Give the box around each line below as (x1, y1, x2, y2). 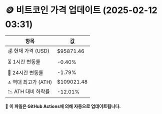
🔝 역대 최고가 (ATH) (7, 78, 52, 85)
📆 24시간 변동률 (7, 69, 43, 76)
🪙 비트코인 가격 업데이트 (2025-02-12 (5, 4, 157, 16)
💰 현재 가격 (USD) (7, 47, 50, 54)
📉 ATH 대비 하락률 (7, 88, 50, 95)
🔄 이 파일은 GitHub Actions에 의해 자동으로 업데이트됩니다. (5, 103, 121, 109)
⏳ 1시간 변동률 (7, 58, 41, 65)
